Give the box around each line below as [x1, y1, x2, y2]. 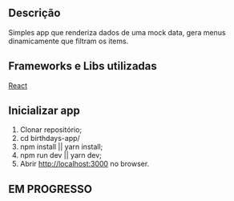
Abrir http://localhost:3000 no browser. [19, 159, 150, 169]
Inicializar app [8, 104, 80, 118]
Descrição [8, 6, 61, 20]
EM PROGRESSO [8, 182, 92, 195]
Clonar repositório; [19, 125, 83, 135]
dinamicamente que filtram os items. [8, 36, 129, 46]
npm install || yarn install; [19, 142, 103, 151]
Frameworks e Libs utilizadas [8, 59, 158, 73]
